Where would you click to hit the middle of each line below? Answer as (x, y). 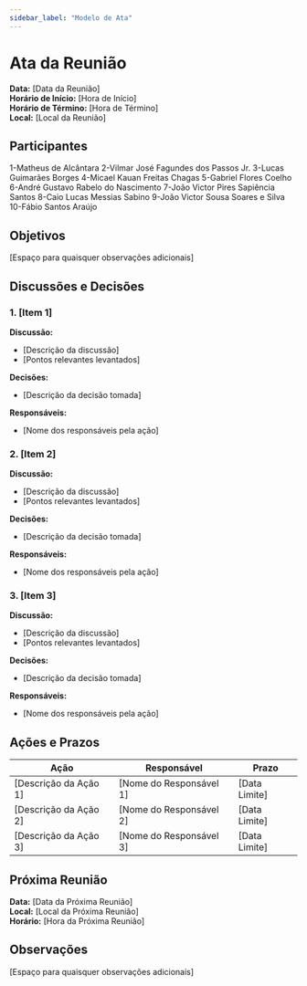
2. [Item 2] (33, 454)
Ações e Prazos (55, 742)
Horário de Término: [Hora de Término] (84, 108)
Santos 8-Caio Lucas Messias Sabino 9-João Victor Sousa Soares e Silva (147, 197)
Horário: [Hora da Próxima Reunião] (77, 921)
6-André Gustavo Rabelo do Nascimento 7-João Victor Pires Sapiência (143, 187)
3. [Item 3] (33, 596)
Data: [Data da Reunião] (55, 89)
